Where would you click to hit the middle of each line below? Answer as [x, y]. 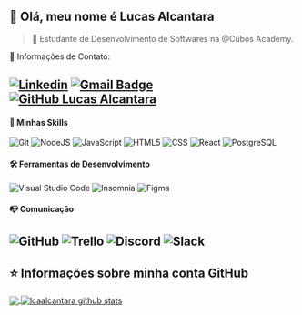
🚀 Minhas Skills [39, 122]
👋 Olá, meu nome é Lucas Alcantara [112, 17]
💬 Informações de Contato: [60, 56]
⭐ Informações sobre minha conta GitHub [129, 273]
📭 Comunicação [42, 209]
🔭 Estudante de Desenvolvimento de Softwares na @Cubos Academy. [162, 38]
